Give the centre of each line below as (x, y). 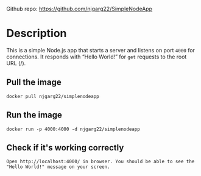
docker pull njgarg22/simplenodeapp (53, 96)
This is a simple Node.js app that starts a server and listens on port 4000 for (100, 50)
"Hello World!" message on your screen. (58, 167)
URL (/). (16, 63)
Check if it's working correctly (65, 148)
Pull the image (34, 83)
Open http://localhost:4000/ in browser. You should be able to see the (100, 162)
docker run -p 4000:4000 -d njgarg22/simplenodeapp (73, 129)
